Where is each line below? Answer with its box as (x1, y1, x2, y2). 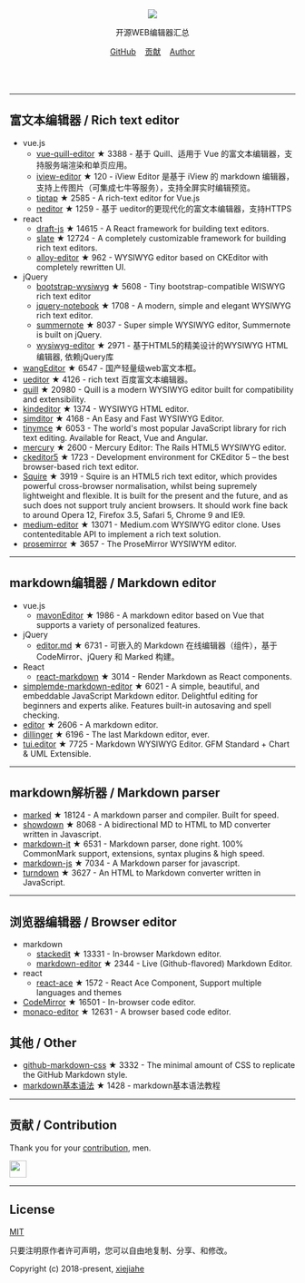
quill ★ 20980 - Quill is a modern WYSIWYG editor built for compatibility (22, 384, 294, 395)
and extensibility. (22, 394, 86, 405)
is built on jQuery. (35, 328, 103, 339)
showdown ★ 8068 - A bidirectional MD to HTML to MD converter (22, 819, 271, 830)
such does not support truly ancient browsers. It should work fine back (22, 499, 289, 511)
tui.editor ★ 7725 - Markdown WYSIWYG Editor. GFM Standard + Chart (22, 739, 290, 749)
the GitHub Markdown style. (22, 1070, 128, 1081)
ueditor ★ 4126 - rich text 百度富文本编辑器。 (22, 374, 193, 385)
